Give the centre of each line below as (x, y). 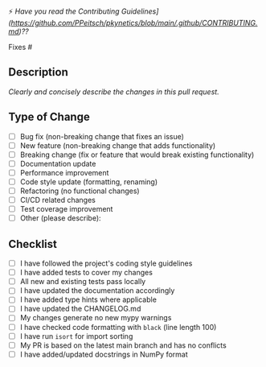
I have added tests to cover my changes (86, 273)
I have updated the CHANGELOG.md (80, 309)
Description (38, 72)
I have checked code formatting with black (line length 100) (118, 327)
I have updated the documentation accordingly (97, 291)
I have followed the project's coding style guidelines (106, 263)
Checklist (33, 244)
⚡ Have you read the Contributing (64, 11)
